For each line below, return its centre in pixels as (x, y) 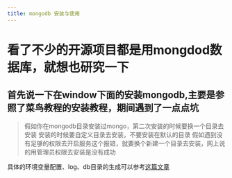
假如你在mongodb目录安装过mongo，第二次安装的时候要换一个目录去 (124, 126)
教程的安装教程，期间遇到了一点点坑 (121, 108)
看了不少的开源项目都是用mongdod (109, 50)
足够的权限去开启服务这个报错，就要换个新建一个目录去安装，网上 (125, 143)
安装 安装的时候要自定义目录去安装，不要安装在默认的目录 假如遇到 (120, 134)
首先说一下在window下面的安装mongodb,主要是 (111, 95)
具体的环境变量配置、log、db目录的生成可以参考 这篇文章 (89, 166)
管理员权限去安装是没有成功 (76, 152)
